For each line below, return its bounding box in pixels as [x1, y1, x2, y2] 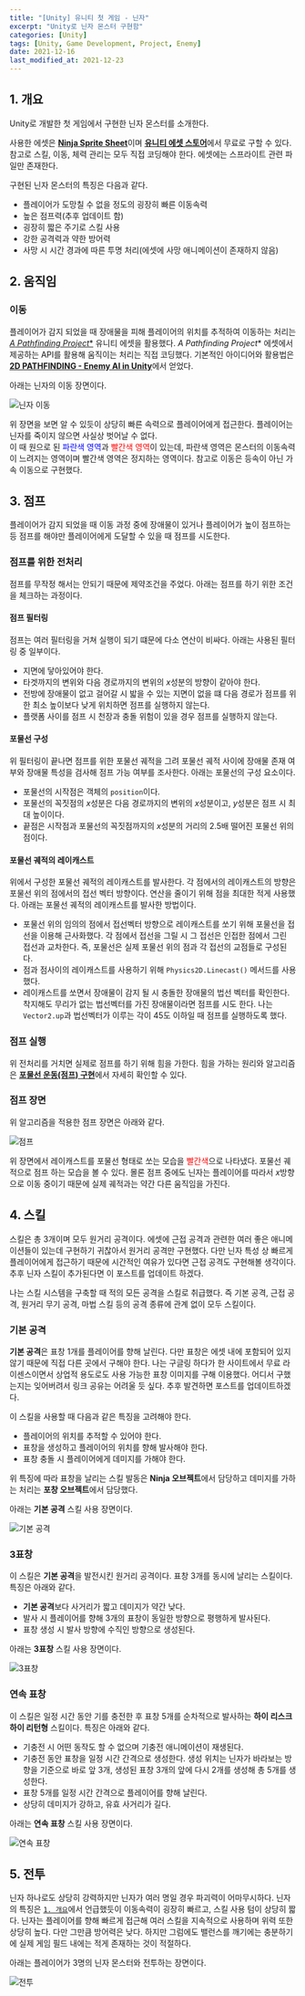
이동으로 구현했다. [18, 464, 83, 475]
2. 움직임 [9, 274, 57, 289]
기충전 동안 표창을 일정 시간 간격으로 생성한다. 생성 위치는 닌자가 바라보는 [22, 1752, 283, 1763]
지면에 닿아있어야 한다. [22, 665, 104, 676]
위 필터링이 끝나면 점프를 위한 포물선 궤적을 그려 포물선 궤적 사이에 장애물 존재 [9, 755, 287, 767]
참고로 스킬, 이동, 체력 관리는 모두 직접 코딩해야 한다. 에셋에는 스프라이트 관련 [9, 148, 284, 160]
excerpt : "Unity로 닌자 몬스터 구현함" [9, 22, 144, 31]
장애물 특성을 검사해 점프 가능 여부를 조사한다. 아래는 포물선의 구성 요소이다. [25, 767, 296, 778]
